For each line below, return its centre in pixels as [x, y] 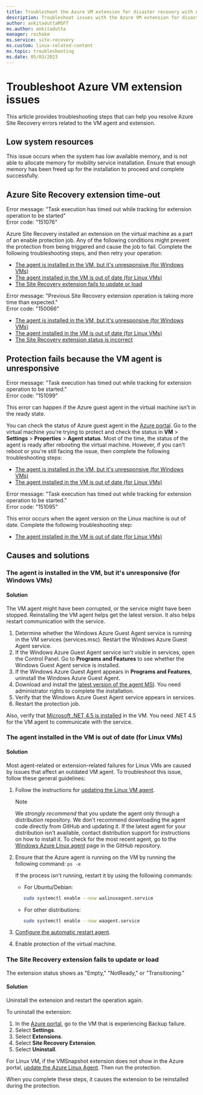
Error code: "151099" [32, 396]
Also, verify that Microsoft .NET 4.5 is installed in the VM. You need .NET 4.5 [101, 715]
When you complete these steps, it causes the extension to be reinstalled [98, 1079]
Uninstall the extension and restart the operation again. [75, 1000]
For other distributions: [53, 910]
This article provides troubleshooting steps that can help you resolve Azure [100, 116]
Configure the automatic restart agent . [63, 932]
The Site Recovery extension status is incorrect [74, 340]
